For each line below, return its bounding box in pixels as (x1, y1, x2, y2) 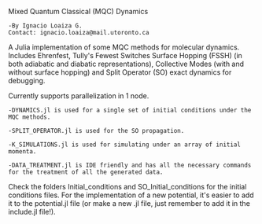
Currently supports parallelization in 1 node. (8, 91, 149, 101)
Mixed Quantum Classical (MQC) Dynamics (8, 7, 149, 16)
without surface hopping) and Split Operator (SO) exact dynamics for (8, 68, 232, 77)
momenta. (8, 148, 37, 156)
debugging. (8, 76, 46, 85)
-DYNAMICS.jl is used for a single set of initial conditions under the (8, 106, 252, 114)
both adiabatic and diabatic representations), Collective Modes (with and (8, 59, 245, 68)
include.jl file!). (8, 207, 57, 216)
